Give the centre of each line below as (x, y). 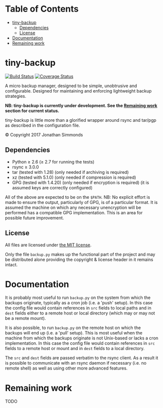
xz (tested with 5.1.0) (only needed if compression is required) (74, 177)
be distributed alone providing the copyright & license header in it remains (79, 260)
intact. (11, 264)
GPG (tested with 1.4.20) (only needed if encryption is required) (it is (81, 182)
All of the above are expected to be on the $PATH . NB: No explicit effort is (78, 197)
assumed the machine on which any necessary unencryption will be (73, 207)
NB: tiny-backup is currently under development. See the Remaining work (81, 105)
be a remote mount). (26, 318)
